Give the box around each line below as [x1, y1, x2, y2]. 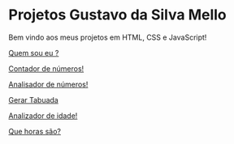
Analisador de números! [8, 79, 89, 89]
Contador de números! [8, 63, 84, 74]
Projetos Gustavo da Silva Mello [8, 6, 227, 24]
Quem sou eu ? [8, 48, 59, 57]
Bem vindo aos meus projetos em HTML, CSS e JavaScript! [8, 32, 207, 42]
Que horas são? [8, 126, 62, 136]
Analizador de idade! [8, 111, 78, 121]
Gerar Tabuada [8, 95, 58, 104]
